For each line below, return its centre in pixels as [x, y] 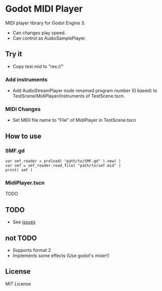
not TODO [21, 238]
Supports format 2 [32, 250]
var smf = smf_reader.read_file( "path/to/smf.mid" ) [63, 166]
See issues [24, 222]
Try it [14, 54]
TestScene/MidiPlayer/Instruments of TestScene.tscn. [69, 96]
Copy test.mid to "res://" [38, 66]
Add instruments [26, 79]
